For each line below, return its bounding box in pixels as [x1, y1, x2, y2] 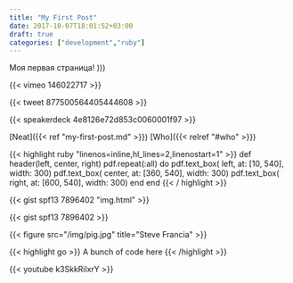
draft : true [9, 29, 53, 38]
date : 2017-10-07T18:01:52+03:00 [9, 21, 134, 30]
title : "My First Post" [9, 12, 98, 22]
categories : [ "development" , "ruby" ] [9, 37, 145, 47]
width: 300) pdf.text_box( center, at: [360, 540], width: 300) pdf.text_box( [9, 168, 280, 179]
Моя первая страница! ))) [9, 62, 106, 73]
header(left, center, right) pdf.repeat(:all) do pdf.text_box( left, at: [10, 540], [9, 158, 285, 170]
